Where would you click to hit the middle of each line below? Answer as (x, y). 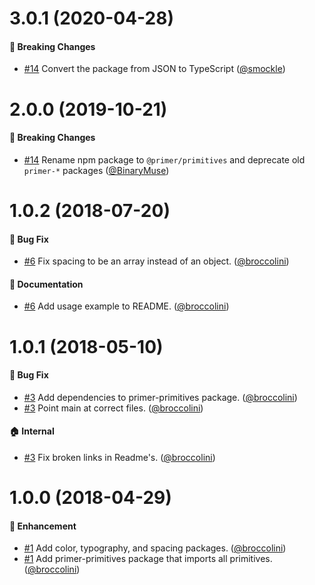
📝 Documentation (46, 284)
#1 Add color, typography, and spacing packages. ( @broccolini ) (155, 548)
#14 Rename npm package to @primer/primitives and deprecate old (164, 159)
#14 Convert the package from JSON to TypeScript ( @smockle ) (154, 69)
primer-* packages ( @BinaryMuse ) (96, 170)
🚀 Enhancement (43, 526)
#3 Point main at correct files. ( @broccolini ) (113, 408)
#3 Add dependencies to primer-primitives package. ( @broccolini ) (160, 397)
